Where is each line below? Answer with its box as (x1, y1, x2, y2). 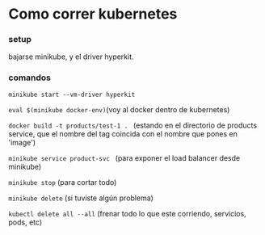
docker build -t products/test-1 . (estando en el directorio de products (8, 120, 257, 130)
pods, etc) (8, 217, 43, 227)
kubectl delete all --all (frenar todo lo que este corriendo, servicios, (8, 208, 246, 218)
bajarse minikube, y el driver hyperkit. (8, 52, 135, 61)
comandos (8, 72, 51, 83)
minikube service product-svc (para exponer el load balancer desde (8, 153, 241, 162)
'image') (8, 137, 36, 147)
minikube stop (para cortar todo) (8, 177, 117, 187)
